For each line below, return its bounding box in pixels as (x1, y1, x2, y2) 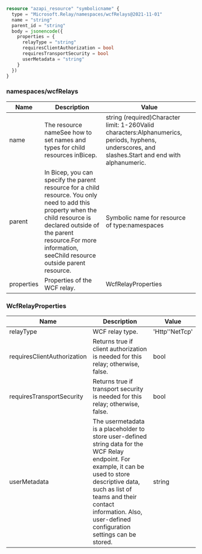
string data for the (93, 439, 144, 448)
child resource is (44, 213, 91, 221)
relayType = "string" (22, 39, 77, 45)
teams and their (93, 492, 137, 501)
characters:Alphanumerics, (105, 128, 182, 136)
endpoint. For (93, 454, 130, 463)
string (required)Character (105, 113, 180, 121)
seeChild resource (44, 251, 96, 259)
